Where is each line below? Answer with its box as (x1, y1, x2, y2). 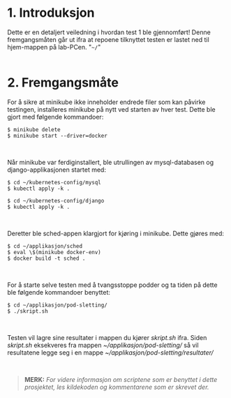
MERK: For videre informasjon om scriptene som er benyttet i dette (24, 375, 218, 383)
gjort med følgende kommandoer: (7, 112, 104, 121)
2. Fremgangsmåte (7, 75, 119, 91)
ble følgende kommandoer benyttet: (7, 288, 110, 296)
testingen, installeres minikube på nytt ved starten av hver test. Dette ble (7, 105, 216, 113)
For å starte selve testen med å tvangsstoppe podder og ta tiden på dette (7, 281, 218, 289)
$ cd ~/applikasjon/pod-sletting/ (7, 302, 108, 309)
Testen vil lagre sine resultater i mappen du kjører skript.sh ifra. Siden (7, 333, 207, 341)
